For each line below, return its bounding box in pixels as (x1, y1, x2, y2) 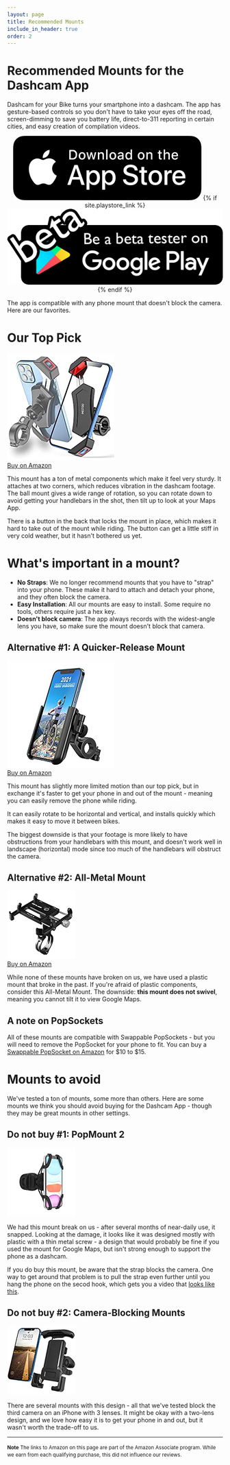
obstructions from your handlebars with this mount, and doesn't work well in (7, 837, 222, 846)
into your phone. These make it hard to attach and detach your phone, (16, 585, 215, 593)
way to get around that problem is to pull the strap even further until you (7, 1272, 210, 1281)
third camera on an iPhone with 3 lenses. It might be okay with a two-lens (7, 1408, 214, 1416)
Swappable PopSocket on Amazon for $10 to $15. (7, 1048, 146, 1056)
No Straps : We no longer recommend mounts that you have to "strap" (16, 578, 214, 586)
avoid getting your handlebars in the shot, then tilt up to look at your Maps (7, 496, 216, 504)
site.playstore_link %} (84, 201, 146, 209)
